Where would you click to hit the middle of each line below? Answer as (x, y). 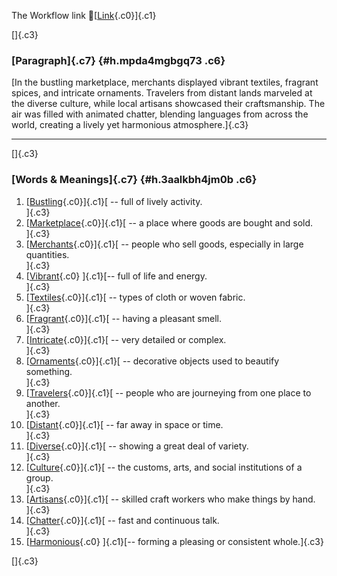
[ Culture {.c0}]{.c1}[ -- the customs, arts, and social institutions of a (164, 467)
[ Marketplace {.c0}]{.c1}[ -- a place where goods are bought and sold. (169, 222)
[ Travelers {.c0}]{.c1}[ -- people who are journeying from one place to (168, 392)
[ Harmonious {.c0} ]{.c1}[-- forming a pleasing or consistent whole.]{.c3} (174, 541)
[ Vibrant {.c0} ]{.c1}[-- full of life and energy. (116, 276)
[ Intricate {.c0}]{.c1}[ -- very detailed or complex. (126, 339)
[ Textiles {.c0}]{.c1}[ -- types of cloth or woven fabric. (135, 297)
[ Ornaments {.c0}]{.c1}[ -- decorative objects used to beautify (152, 361)
